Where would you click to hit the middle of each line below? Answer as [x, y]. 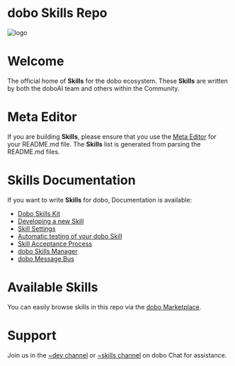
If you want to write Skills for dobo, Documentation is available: [100, 200]
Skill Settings [36, 229]
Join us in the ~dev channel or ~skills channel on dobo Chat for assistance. [117, 355]
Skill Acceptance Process [55, 244]
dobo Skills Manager [47, 251]
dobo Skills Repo [57, 13]
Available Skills [53, 287]
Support [32, 335]
